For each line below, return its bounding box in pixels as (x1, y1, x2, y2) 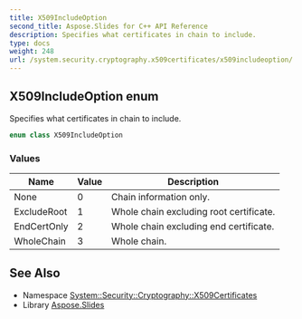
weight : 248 (9, 47, 54, 56)
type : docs (9, 38, 51, 48)
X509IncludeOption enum (9, 89, 159, 104)
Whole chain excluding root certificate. (111, 205, 276, 217)
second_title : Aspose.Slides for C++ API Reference (9, 22, 208, 31)
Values (9, 151, 41, 164)
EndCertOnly (14, 219, 70, 232)
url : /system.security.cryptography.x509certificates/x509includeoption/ (9, 55, 294, 64)
